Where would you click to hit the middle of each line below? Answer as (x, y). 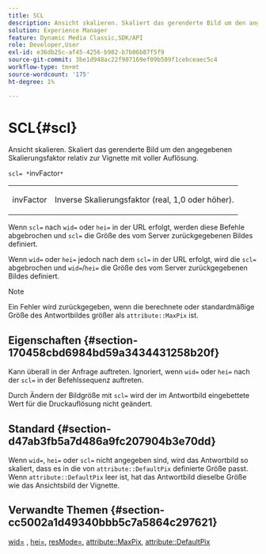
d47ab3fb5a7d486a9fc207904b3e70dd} (112, 441)
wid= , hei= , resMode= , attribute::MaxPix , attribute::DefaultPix (109, 541)
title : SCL (26, 15)
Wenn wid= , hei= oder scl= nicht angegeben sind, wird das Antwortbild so (128, 461)
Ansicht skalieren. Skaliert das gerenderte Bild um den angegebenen (120, 150)
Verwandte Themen (58, 510)
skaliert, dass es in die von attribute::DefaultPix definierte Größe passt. (128, 469)
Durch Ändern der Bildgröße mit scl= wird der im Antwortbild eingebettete (129, 396)
